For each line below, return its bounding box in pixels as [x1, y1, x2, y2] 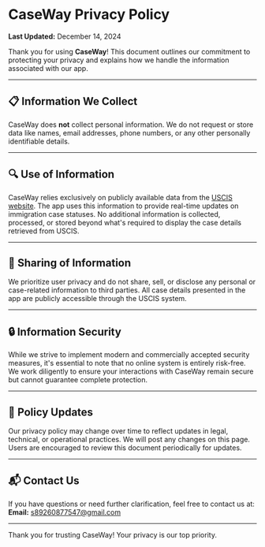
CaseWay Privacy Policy [8, 6, 170, 24]
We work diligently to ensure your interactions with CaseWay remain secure [8, 367, 254, 376]
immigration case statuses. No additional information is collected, [8, 209, 221, 218]
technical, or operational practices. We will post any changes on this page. [8, 435, 251, 444]
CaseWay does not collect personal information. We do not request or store [8, 120, 254, 129]
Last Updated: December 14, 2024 [8, 32, 121, 41]
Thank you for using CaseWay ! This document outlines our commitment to [8, 47, 251, 56]
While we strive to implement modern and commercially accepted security [8, 350, 250, 359]
